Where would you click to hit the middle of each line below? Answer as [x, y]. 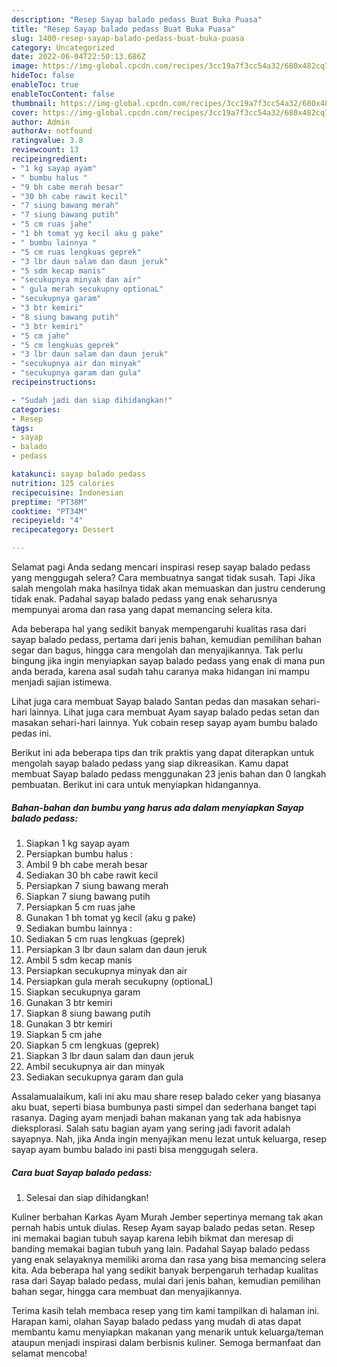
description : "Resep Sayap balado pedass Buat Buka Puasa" [137, 19]
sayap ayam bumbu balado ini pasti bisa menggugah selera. [135, 1149]
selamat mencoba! [49, 1353]
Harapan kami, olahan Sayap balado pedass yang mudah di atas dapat [156, 1321]
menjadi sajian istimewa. [62, 682]
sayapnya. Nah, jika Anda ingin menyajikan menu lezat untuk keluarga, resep [169, 1138]
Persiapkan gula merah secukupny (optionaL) [119, 981]
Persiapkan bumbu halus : [79, 853]
